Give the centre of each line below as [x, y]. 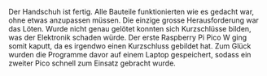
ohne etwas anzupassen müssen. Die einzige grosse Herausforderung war [133, 20]
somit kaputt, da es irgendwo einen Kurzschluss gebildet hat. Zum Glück [130, 46]
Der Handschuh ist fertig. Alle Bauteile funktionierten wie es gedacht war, [131, 12]
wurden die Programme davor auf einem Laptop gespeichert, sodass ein [130, 55]
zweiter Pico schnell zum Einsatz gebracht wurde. [92, 63]
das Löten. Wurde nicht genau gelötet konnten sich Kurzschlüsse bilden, [130, 29]
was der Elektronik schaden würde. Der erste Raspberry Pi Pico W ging [128, 37]
